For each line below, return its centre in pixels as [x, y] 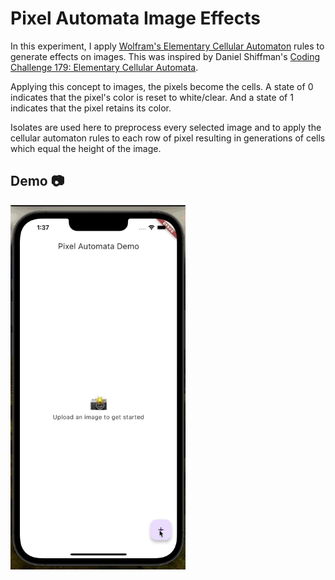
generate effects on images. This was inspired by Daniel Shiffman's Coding [165, 56]
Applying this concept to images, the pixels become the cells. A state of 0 [162, 86]
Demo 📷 [37, 181]
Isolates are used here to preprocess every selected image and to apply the [166, 127]
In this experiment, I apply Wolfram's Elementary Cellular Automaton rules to [167, 46]
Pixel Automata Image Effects [135, 18]
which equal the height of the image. [86, 148]
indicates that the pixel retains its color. [91, 108]
